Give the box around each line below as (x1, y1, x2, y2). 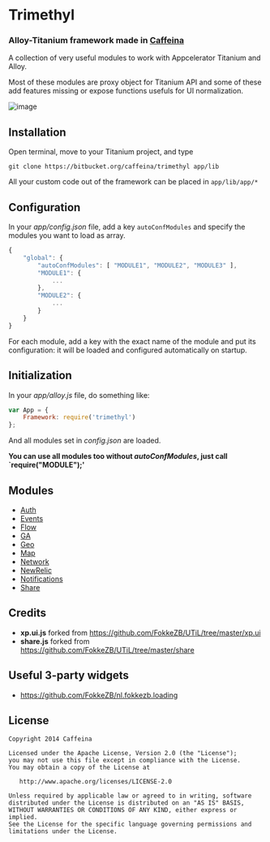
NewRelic (19, 565, 53, 575)
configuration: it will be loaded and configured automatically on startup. (8, 345, 247, 355)
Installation (8, 125, 66, 139)
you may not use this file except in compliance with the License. (8, 757, 242, 765)
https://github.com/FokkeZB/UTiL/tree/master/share (19, 645, 195, 654)
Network (19, 556, 50, 566)
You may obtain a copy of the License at (8, 763, 151, 772)
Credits (8, 607, 47, 620)
